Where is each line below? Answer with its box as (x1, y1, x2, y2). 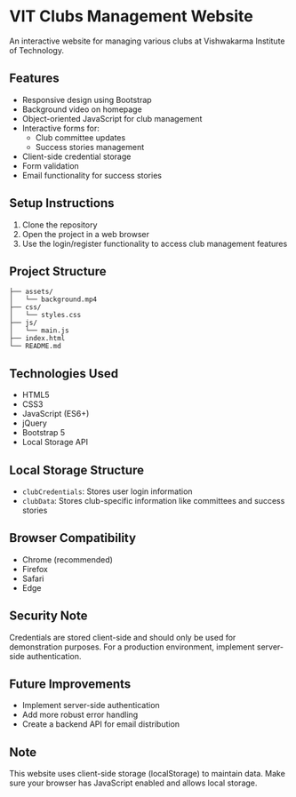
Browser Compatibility (9, 530, 136, 546)
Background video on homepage (21, 104, 142, 115)
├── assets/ (9, 287, 53, 297)
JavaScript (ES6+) (21, 409, 90, 419)
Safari (21, 573, 44, 584)
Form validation (21, 160, 80, 171)
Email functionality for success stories (21, 170, 163, 180)
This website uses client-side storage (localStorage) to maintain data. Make (9, 769, 286, 779)
